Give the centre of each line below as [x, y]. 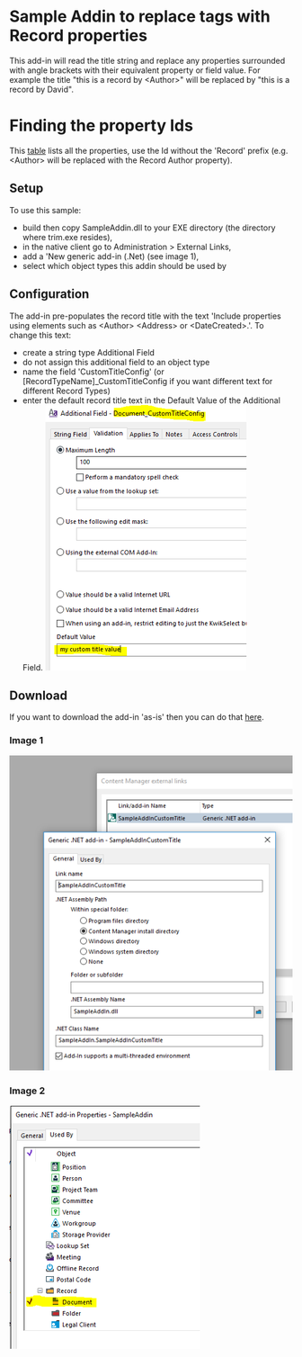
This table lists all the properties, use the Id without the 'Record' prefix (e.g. [149, 150]
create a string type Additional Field [89, 352]
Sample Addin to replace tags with [140, 17]
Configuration [49, 294]
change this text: [40, 335]
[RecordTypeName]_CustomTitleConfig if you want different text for [147, 381]
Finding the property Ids [101, 126]
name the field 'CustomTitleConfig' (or [93, 372]
